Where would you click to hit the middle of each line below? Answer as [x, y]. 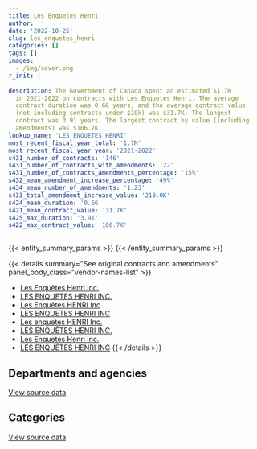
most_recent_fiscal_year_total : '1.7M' [75, 143]
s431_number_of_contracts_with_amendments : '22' [91, 166]
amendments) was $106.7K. [59, 128]
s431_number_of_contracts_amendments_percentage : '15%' [104, 173]
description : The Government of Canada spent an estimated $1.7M [120, 91]
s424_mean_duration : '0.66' [55, 203]
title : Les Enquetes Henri [53, 16]
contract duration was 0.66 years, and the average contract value [131, 105]
